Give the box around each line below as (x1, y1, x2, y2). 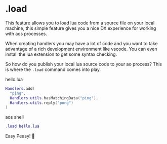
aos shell (5, 114, 24, 120)
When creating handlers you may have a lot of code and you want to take (5, 40, 158, 46)
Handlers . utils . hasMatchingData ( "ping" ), (10, 95, 99, 100)
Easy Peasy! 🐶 (5, 133, 35, 139)
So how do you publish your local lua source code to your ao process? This (5, 61, 162, 67)
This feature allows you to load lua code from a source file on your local (5, 20, 155, 26)
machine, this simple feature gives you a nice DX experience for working (5, 25, 156, 31)
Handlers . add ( (5, 86, 35, 91)
